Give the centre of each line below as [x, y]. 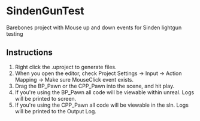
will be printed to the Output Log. [56, 111]
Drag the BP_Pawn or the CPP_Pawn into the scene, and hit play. [95, 86]
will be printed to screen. [46, 98]
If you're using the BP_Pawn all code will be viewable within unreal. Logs [104, 92]
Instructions [29, 53]
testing [15, 33]
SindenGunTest [46, 11]
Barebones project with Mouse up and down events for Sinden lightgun [94, 27]
